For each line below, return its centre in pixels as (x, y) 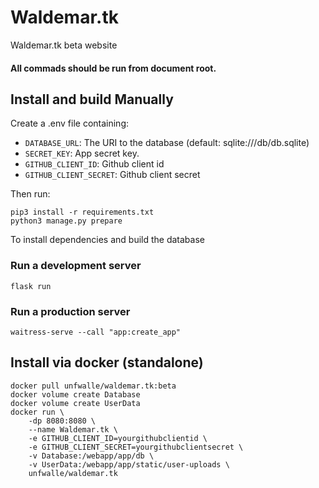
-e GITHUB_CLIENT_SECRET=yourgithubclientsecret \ (136, 447)
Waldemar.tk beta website (64, 45)
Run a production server (70, 311)
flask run (31, 286)
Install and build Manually (92, 99)
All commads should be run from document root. (113, 68)
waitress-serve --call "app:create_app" (96, 332)
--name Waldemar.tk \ (73, 429)
